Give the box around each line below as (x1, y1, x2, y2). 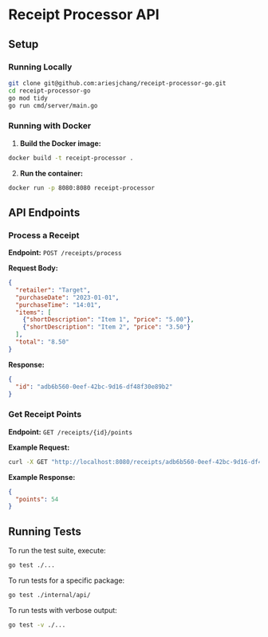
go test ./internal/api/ (8, 591, 91, 599)
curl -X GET (8, 458, 48, 466)
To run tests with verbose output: (8, 605, 117, 615)
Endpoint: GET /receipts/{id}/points (8, 427, 133, 436)
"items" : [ (15, 309, 52, 317)
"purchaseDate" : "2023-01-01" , (15, 293, 120, 301)
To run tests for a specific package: (8, 576, 125, 585)
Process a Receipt (8, 230, 80, 241)
